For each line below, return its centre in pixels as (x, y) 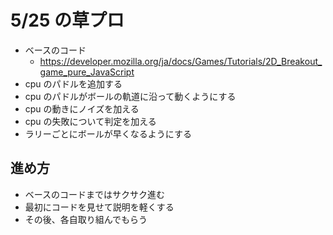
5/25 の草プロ (67, 20)
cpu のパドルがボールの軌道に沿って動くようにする (130, 96)
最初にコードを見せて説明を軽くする (99, 207)
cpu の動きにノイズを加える (82, 108)
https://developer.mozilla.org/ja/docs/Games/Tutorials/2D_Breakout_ (181, 61)
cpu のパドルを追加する (73, 83)
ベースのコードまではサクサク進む (95, 194)
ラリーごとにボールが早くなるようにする (108, 133)
